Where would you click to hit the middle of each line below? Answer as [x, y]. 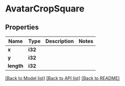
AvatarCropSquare [45, 9]
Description [59, 41]
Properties [22, 27]
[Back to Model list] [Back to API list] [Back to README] [62, 78]
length [15, 66]
